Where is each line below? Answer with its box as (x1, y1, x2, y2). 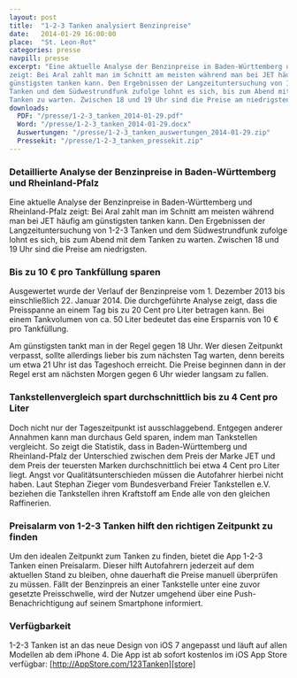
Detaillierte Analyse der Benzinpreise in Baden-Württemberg (9, 166, 277, 178)
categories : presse (9, 46, 81, 55)
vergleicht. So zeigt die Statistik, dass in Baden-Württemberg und (9, 441, 247, 451)
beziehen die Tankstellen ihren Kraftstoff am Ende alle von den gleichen (9, 488, 270, 498)
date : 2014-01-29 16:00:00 (9, 29, 117, 38)
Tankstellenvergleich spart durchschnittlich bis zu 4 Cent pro (9, 391, 278, 404)
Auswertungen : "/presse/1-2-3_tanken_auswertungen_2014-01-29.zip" (17, 128, 271, 137)
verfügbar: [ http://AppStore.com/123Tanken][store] (9, 659, 196, 669)
